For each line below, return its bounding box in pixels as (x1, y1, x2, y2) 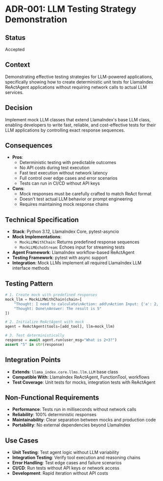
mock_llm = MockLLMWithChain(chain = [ (5, 297, 82, 302)
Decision (5, 104, 33, 112)
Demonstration (5, 14, 68, 25)
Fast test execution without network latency (19, 170, 108, 176)
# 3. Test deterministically (5, 333, 65, 338)
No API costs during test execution (19, 165, 90, 170)
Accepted (5, 47, 25, 52)
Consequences (5, 141, 53, 150)
